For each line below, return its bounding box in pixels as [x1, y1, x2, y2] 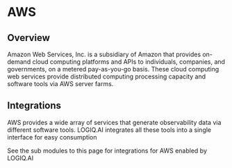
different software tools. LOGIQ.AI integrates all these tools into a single [7, 126, 212, 134]
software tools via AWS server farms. [7, 80, 114, 87]
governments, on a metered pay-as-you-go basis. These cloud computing [7, 65, 219, 73]
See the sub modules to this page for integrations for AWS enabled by [7, 146, 207, 155]
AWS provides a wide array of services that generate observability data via [7, 118, 222, 126]
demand [7, 58, 31, 66]
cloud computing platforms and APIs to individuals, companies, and [32, 58, 226, 66]
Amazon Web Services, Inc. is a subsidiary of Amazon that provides [7, 50, 201, 58]
